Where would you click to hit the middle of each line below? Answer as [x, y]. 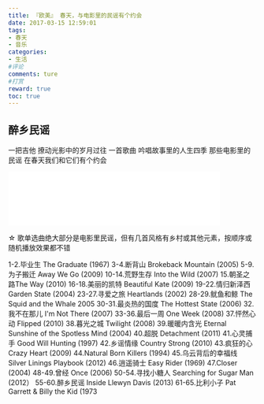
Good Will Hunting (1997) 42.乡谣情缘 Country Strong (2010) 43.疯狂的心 [135, 343]
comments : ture [33, 74]
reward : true [30, 89]
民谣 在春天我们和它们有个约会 [58, 160]
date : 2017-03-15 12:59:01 [52, 23]
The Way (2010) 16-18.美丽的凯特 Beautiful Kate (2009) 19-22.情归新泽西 [132, 284]
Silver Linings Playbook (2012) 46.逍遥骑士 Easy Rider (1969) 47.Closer [123, 363]
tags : [17, 30]
